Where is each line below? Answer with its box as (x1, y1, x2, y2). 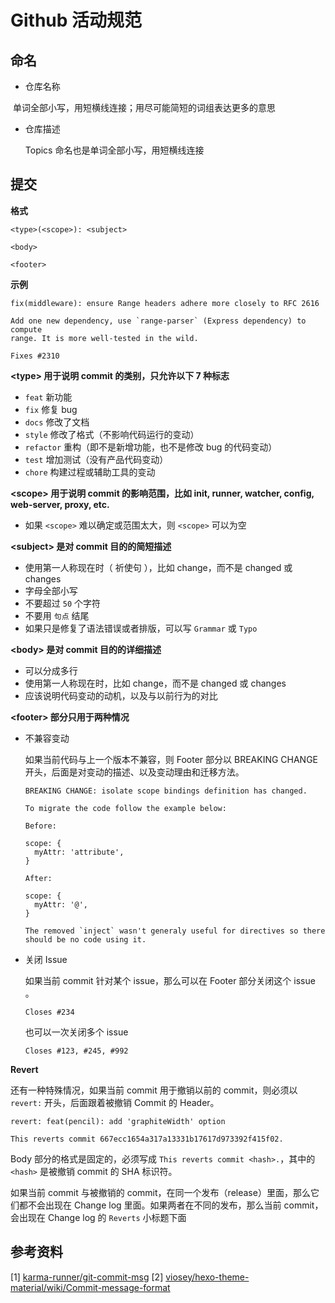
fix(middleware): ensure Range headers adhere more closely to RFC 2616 (10, 298, 320, 308)
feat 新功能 (24, 391, 73, 403)
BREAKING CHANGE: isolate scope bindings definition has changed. (24, 786, 308, 796)
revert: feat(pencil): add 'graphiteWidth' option (10, 1116, 226, 1126)
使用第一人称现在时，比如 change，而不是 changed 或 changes (24, 677, 287, 689)
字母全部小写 (24, 584, 78, 596)
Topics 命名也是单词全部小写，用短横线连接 (24, 144, 205, 156)
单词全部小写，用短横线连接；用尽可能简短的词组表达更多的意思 (12, 102, 276, 113)
